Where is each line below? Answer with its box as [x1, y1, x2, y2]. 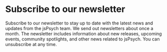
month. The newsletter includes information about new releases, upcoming [5, 30, 162, 36]
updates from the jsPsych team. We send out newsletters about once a [5, 25, 154, 31]
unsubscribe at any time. [5, 41, 57, 47]
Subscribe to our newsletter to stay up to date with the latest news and [5, 20, 153, 26]
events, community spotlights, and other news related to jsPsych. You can [5, 36, 160, 42]
